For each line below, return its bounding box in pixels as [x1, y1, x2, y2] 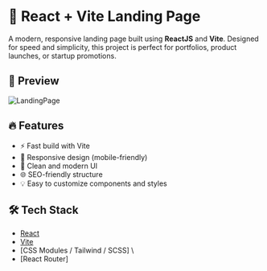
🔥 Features [8, 119, 64, 133]
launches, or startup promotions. [8, 51, 117, 60]
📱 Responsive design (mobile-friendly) [19, 152, 148, 162]
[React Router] [19, 254, 68, 264]
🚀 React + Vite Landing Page [8, 7, 201, 26]
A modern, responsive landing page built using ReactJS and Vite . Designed [8, 34, 259, 43]
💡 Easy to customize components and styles [19, 179, 167, 188]
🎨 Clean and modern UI [19, 161, 98, 170]
